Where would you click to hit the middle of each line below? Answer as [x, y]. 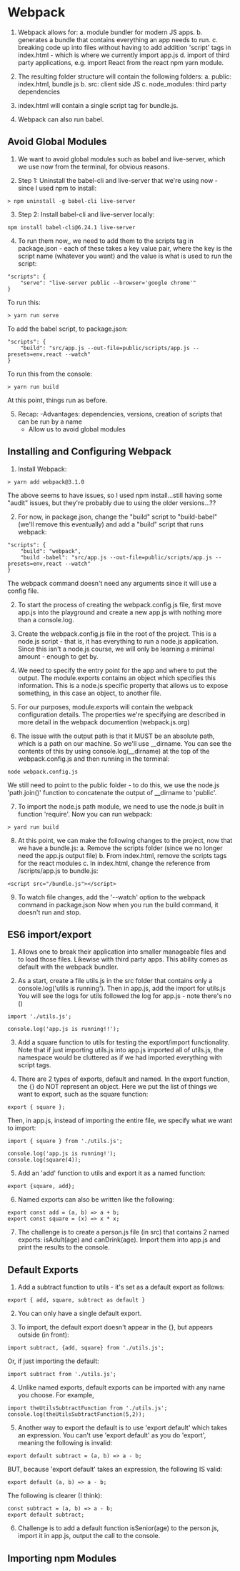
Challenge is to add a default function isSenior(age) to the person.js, [118, 1528]
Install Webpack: [42, 469]
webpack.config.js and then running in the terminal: [94, 759]
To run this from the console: [50, 374]
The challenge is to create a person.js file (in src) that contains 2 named [124, 1232]
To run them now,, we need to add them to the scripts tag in [106, 241]
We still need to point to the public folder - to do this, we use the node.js [114, 785]
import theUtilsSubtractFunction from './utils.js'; [87, 1408]
